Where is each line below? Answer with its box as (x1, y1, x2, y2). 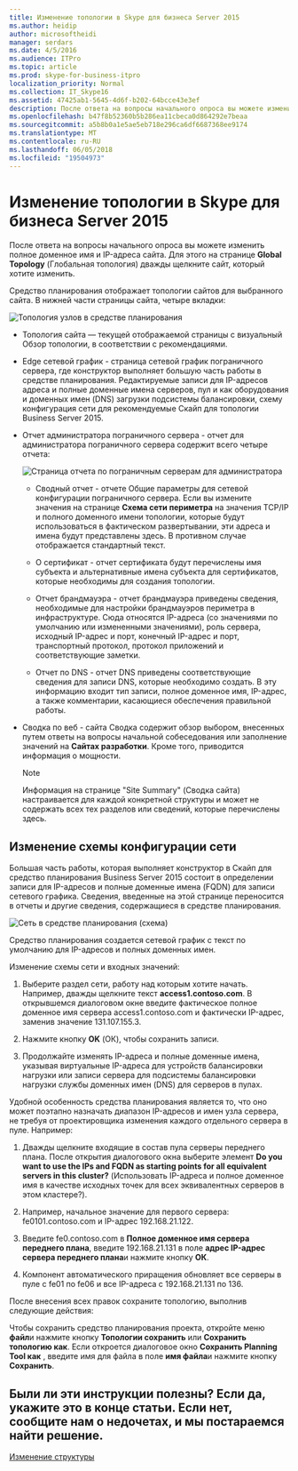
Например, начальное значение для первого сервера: (21, 1206, 230, 1218)
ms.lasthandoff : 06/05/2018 (9, 145, 114, 154)
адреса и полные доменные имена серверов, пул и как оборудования (21, 384, 289, 396)
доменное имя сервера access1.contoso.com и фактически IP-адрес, (21, 1007, 285, 1018)
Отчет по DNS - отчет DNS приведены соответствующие (35, 668, 251, 678)
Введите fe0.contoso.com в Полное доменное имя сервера (21, 1233, 250, 1244)
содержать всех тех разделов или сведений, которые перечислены (21, 803, 280, 814)
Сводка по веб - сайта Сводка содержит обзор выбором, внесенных (21, 722, 285, 733)
